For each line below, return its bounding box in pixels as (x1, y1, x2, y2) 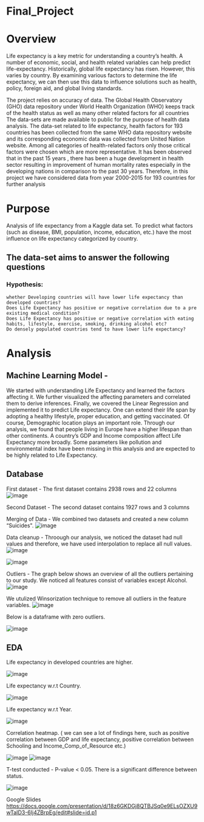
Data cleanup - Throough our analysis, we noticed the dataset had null (6, 533, 183, 541)
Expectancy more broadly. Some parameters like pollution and (6, 438, 162, 446)
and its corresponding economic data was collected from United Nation (6, 135, 185, 142)
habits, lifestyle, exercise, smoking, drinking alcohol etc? (6, 321, 167, 327)
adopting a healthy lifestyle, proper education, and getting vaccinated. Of (6, 412, 190, 420)
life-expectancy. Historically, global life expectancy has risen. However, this (6, 65, 195, 72)
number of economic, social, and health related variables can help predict (6, 59, 191, 66)
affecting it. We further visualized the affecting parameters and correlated (6, 393, 191, 400)
